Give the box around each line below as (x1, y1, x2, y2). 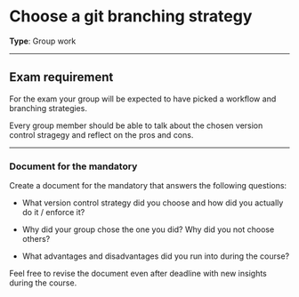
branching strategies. (9, 102, 87, 113)
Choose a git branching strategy (9, 6, 253, 27)
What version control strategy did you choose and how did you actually (21, 197, 284, 208)
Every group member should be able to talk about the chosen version (9, 120, 263, 131)
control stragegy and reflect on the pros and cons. (9, 129, 194, 140)
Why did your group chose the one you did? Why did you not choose (21, 224, 275, 235)
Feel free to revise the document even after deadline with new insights (9, 269, 267, 279)
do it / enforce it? (21, 207, 85, 218)
